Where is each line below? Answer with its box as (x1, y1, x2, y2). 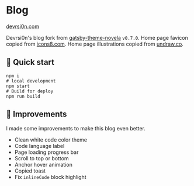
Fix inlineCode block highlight (14, 173, 86, 180)
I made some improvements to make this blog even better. (6, 125, 146, 132)
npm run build (6, 93, 41, 99)
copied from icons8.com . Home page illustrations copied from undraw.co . (6, 40, 184, 47)
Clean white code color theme (14, 136, 88, 143)
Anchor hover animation (14, 161, 73, 168)
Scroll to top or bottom (14, 154, 69, 161)
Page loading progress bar (14, 149, 79, 156)
